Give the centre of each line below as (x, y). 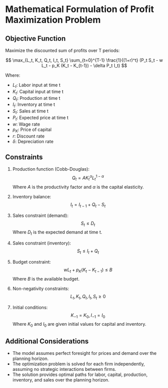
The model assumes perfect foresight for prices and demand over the (85, 353)
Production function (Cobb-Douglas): (51, 169)
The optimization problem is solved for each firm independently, (79, 364)
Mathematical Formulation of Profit (80, 9)
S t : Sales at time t (30, 111)
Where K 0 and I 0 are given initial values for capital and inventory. (79, 325)
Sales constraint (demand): (40, 215)
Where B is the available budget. (46, 279)
